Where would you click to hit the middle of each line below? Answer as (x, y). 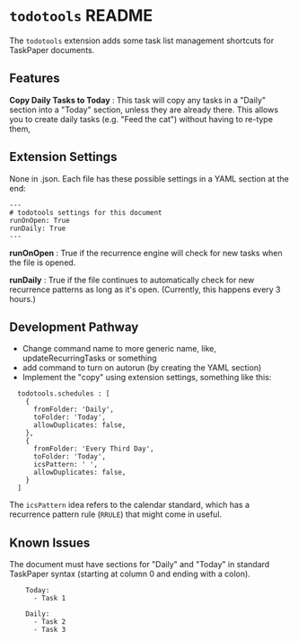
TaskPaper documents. (52, 49)
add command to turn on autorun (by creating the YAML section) (142, 368)
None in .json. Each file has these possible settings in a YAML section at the (149, 178)
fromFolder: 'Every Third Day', (93, 449)
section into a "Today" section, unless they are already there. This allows (144, 110)
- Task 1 (49, 599)
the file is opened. (43, 263)
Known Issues (50, 543)
